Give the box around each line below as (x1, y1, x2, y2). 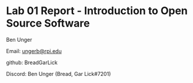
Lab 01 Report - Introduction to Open (6, 4, 188, 18)
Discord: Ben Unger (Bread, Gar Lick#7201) (6, 70, 111, 77)
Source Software (6, 16, 90, 30)
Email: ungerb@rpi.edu (6, 47, 62, 54)
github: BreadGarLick (6, 59, 58, 66)
